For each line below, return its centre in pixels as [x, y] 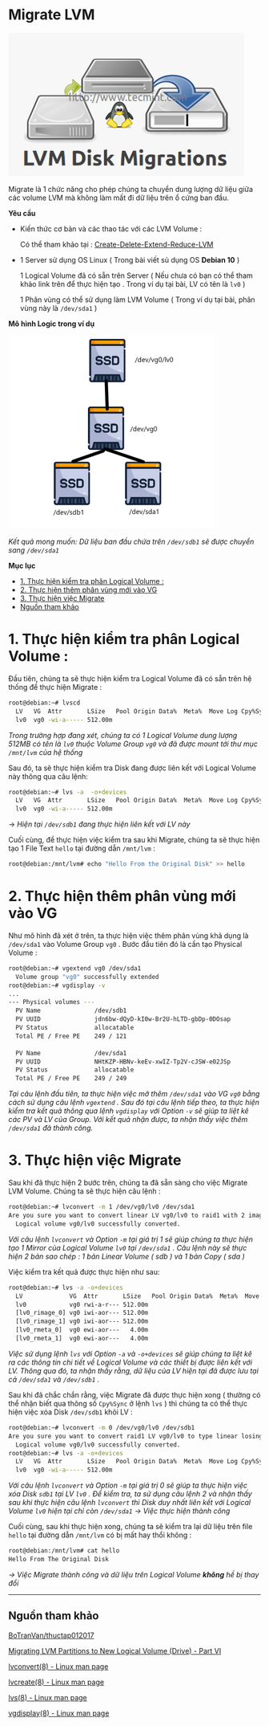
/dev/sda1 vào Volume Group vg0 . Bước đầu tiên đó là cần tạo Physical [125, 944]
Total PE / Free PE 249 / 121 [71, 1036]
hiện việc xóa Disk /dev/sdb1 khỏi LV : [71, 1412]
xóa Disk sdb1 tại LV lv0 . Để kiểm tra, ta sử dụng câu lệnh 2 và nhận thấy [130, 1494]
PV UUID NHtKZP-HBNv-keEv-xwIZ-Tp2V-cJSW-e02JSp [123, 1062]
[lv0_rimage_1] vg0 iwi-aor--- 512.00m [82, 1322]
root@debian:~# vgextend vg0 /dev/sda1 [75, 968]
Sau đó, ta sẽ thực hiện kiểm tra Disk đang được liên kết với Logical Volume [132, 768]
